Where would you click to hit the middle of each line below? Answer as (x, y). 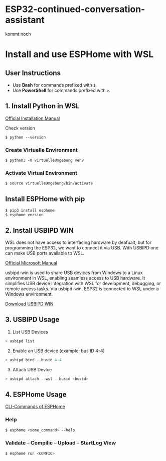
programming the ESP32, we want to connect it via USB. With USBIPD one (82, 247)
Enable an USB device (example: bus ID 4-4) (59, 351)
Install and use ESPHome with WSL (79, 54)
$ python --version (26, 137)
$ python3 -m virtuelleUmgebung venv (45, 160)
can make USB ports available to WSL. (45, 253)
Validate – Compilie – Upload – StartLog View (61, 443)
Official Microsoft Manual (31, 262)
